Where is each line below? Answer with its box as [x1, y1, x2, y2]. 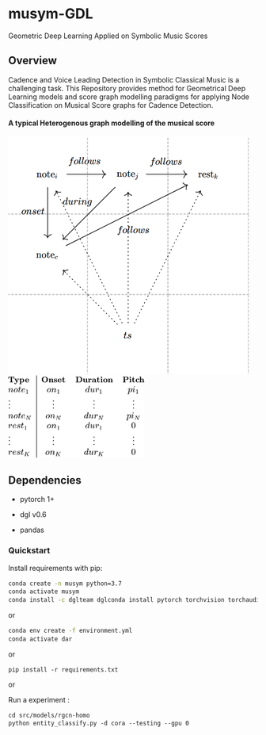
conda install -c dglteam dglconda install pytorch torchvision [8, 596, 225, 604]
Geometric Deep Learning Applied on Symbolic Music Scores [8, 31, 208, 40]
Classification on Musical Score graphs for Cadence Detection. [8, 100, 214, 109]
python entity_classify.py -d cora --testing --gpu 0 [8, 719, 190, 727]
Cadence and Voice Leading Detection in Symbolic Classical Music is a [8, 75, 240, 84]
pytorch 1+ [19, 495, 55, 504]
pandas [19, 525, 45, 535]
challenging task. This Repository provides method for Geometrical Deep [8, 83, 246, 93]
